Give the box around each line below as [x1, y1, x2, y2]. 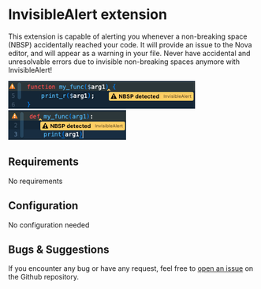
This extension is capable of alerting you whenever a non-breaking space [8, 32, 248, 41]
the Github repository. [8, 272, 80, 282]
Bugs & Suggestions [8, 242, 110, 256]
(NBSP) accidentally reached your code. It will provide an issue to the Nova [8, 39, 252, 49]
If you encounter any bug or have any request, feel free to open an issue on [8, 264, 254, 273]
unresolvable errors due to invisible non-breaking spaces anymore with [8, 57, 240, 66]
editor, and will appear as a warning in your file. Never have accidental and [8, 48, 251, 58]
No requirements [8, 176, 63, 186]
